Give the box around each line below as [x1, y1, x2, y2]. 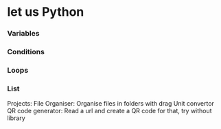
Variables [7, 29, 40, 38]
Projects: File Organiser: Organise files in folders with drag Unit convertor [7, 99, 215, 108]
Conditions [7, 47, 45, 57]
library [7, 114, 25, 122]
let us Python [7, 4, 84, 20]
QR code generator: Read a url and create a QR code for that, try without [7, 107, 212, 115]
